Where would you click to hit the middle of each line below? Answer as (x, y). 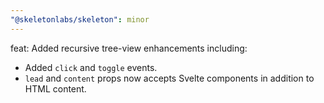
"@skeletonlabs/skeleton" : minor (80, 19)
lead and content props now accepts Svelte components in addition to (169, 78)
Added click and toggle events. (91, 67)
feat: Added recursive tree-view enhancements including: (129, 48)
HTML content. (55, 88)
